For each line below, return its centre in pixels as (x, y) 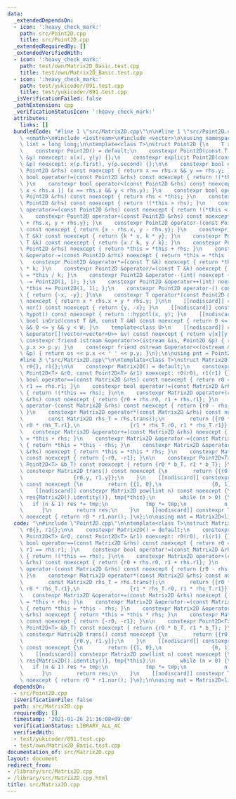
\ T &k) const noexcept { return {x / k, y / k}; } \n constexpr (120, 242)
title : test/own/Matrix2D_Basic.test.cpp (81, 72)
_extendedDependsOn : (44, 20)
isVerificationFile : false (53, 700)
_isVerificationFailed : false (58, 99)
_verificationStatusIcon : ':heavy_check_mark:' (85, 112)
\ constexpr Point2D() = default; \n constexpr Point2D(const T (124, 151)
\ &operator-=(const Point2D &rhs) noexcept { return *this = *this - (125, 256)
